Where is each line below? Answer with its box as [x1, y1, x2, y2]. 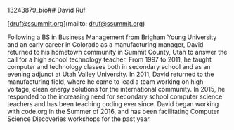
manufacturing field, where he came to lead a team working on [7, 78, 190, 86]
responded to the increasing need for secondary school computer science [7, 92, 223, 101]
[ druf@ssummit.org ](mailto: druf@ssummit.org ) [7, 20, 145, 27]
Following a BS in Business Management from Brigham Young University [7, 33, 217, 41]
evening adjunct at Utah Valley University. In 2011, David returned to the [7, 70, 214, 78]
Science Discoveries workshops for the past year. [7, 115, 151, 123]
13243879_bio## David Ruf [7, 6, 86, 14]
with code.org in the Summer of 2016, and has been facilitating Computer [7, 108, 220, 115]
